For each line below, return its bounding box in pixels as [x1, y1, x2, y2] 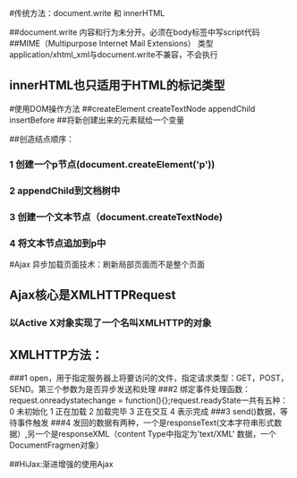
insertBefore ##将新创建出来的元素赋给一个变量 [9, 115, 185, 125]
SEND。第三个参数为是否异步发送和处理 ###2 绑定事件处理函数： [9, 384, 251, 394]
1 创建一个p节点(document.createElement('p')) [9, 158, 216, 170]
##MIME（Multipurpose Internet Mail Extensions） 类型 [9, 38, 214, 48]
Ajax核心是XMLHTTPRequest [9, 287, 176, 303]
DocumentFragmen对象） [9, 440, 105, 450]
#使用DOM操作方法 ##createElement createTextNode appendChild [9, 103, 256, 114]
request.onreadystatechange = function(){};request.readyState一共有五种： [9, 395, 289, 405]
